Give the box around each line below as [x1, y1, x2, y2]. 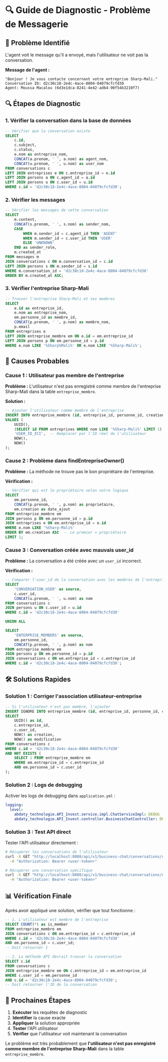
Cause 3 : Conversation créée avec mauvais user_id [5, 546, 134, 553]
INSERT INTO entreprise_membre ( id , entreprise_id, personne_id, [5, 412, 144, 417]
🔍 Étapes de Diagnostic [5, 99, 81, 108]
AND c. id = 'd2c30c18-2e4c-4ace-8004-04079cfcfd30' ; [5, 977, 117, 983]
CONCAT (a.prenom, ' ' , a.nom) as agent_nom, [14, 157, 108, 162]
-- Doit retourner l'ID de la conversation [5, 982, 97, 987]
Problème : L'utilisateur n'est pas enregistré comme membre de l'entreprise [5, 383, 161, 389]
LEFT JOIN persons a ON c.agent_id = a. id [5, 175, 95, 180]
